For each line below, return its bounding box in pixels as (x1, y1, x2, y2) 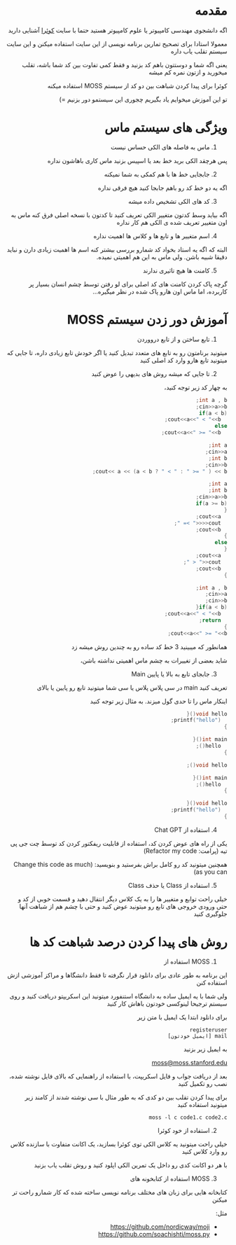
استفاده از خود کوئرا (158, 1126, 210, 1134)
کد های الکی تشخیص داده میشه (127, 197, 210, 205)
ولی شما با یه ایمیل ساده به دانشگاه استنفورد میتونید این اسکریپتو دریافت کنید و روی (9, 992, 228, 1000)
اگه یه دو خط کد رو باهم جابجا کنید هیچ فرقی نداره (97, 183, 228, 192)
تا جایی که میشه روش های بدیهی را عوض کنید (91, 369, 210, 377)
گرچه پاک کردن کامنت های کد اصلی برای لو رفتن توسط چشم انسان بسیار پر (28, 279, 228, 288)
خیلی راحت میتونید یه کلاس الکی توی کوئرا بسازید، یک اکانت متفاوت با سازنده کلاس (10, 1139, 228, 1148)
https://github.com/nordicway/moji (110, 1222, 210, 1231)
